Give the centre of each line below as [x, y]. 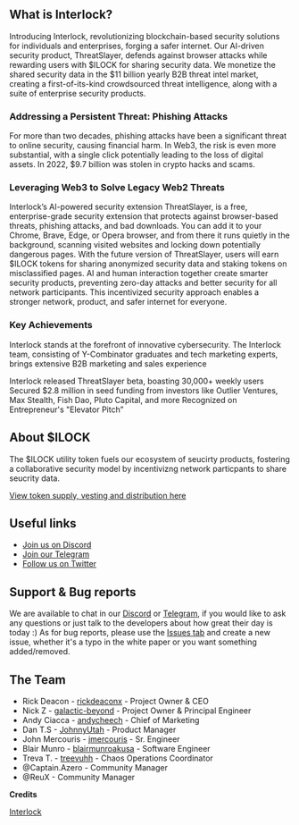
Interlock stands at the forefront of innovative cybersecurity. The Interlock [145, 344]
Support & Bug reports [73, 592]
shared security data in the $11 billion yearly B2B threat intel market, [134, 74]
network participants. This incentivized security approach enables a [134, 292]
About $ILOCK [50, 438]
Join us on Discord [57, 545]
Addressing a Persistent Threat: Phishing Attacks [119, 116]
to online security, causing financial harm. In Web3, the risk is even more [143, 146]
